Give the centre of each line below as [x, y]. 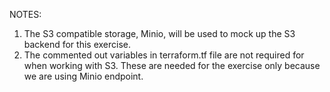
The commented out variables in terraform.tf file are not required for [164, 55]
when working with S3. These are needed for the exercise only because [172, 65]
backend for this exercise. [77, 44]
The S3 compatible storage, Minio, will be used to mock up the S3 [159, 33]
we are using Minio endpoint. [83, 76]
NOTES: [25, 14]
